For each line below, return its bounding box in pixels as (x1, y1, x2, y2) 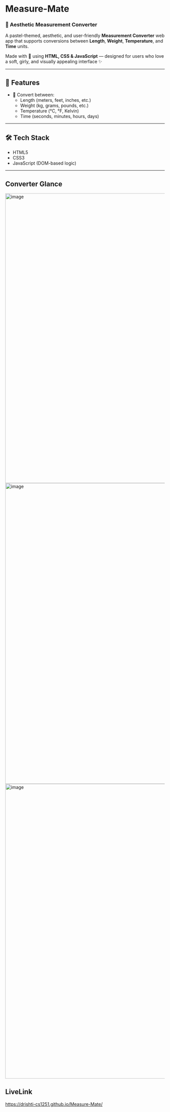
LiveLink (5, 1088, 33, 1096)
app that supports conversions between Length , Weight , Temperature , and (5, 38, 163, 44)
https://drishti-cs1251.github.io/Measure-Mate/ (5, 1101, 103, 1107)
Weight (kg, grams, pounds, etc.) (20, 102, 89, 109)
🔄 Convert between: (12, 92, 55, 98)
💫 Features (5, 78, 40, 87)
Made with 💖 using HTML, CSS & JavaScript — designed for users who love (5, 53, 164, 59)
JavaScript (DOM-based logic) (12, 160, 77, 166)
